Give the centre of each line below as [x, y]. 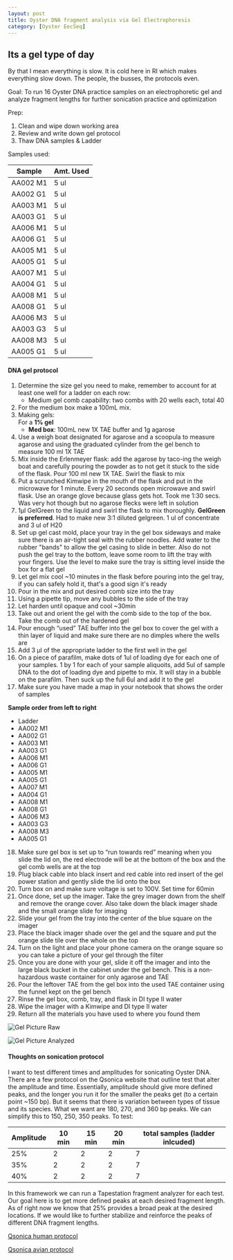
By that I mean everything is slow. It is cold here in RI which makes [102, 71]
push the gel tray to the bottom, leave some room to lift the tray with [114, 555]
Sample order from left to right [52, 708]
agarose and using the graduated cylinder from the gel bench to [109, 444]
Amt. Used [71, 172]
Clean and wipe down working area [68, 126]
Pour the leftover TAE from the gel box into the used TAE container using [121, 985]
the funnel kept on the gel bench [64, 992]
